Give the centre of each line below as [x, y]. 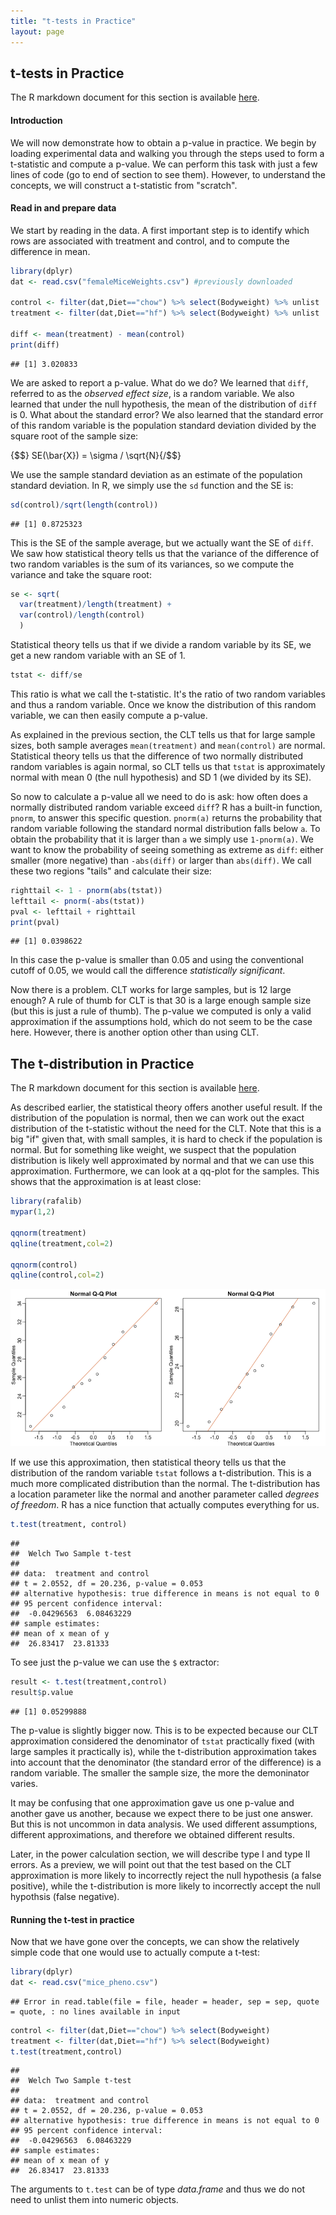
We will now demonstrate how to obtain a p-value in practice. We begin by [163, 142]
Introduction [36, 120]
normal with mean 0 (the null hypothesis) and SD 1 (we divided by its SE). [161, 777]
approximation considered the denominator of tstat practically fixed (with [162, 1741]
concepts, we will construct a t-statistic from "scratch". [124, 185]
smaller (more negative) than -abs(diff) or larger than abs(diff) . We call [161, 860]
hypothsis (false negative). [65, 1896]
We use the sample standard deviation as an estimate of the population [156, 474]
